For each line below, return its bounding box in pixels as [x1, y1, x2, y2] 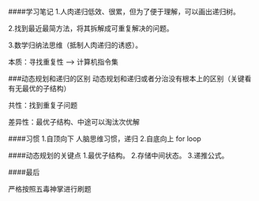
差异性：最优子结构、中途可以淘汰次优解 [8, 117, 140, 126]
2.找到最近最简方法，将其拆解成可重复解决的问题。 [8, 24, 174, 33]
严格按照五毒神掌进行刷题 [8, 184, 92, 193]
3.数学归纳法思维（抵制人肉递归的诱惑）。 [8, 40, 143, 50]
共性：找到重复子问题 [8, 101, 77, 110]
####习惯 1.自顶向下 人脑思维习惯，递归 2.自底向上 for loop [8, 134, 201, 143]
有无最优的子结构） [8, 84, 71, 93]
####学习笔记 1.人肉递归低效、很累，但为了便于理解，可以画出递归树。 [8, 7, 241, 16]
